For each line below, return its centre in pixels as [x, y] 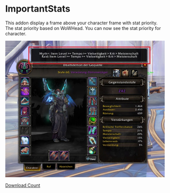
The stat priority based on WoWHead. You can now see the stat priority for [83, 28]
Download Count [23, 185]
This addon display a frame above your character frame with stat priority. [81, 23]
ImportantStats [38, 9]
